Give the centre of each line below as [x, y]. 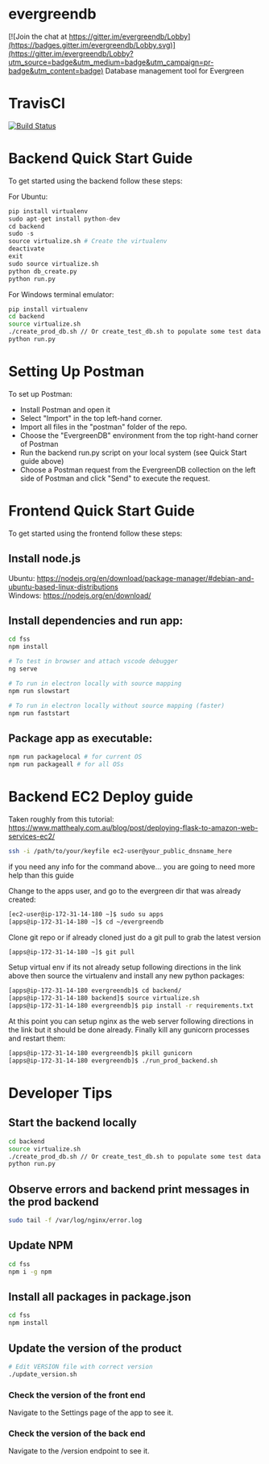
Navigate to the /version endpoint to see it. [79, 1451]
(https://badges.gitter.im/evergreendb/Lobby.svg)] [92, 44]
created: [22, 899]
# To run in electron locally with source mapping [95, 684]
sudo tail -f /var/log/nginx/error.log [75, 1221]
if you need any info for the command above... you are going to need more [132, 866]
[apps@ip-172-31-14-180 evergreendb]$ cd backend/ [95, 991]
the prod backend [54, 1202]
